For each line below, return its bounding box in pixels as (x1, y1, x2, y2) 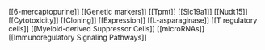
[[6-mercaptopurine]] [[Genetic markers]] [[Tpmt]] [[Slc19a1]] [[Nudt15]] (8, 7, 248, 16)
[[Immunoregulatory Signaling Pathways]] (8, 32, 147, 42)
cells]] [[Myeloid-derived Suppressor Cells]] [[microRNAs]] (8, 24, 204, 33)
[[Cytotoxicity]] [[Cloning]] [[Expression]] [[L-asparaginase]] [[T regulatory (8, 15, 258, 25)
